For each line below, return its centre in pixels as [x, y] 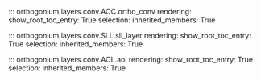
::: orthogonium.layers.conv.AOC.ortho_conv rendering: [100, 12]
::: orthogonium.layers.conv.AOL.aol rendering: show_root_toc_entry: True [131, 60]
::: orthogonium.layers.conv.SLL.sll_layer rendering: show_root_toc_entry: [130, 36]
